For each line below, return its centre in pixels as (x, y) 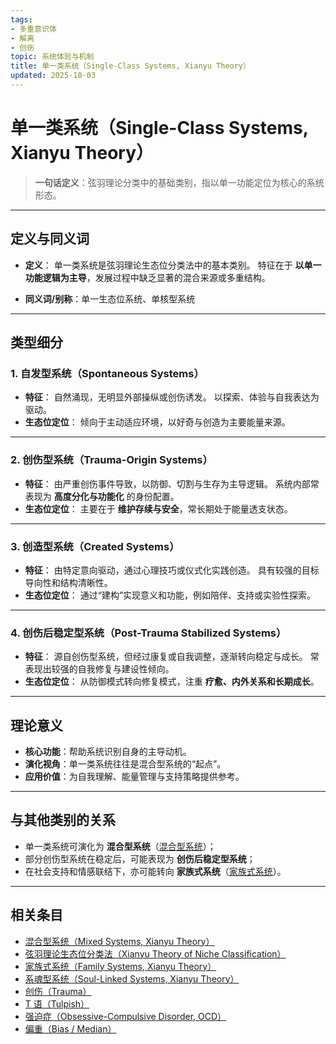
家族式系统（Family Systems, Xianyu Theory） (120, 966)
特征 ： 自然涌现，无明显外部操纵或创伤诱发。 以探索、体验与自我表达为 (172, 397)
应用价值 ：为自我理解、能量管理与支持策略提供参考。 (134, 777)
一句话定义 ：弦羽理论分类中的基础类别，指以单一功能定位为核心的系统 (179, 182)
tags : (21, 19)
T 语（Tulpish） (57, 1003)
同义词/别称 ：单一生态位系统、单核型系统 (110, 298)
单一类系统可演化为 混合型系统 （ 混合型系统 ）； (120, 846)
